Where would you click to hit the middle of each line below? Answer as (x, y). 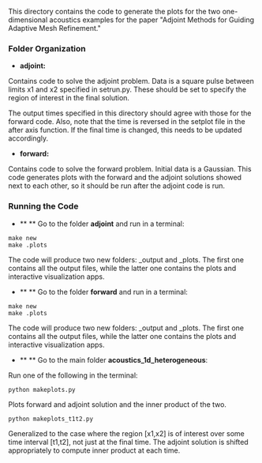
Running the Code (43, 206)
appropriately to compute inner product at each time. (94, 450)
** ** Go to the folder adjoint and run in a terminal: (102, 224)
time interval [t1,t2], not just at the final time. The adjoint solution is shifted (128, 442)
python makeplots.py (42, 390)
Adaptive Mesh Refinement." (54, 28)
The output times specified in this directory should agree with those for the (130, 113)
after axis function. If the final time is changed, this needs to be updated (125, 130)
